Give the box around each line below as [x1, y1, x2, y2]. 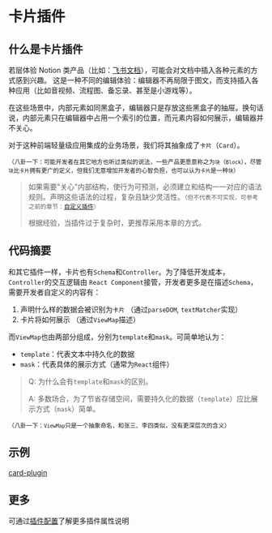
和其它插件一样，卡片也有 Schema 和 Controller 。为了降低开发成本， [8, 267, 230, 277]
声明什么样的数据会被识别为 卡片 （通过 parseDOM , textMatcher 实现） [19, 304, 243, 314]
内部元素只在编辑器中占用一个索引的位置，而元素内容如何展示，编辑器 [22, 113, 257, 123]
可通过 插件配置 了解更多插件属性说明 [8, 516, 130, 526]
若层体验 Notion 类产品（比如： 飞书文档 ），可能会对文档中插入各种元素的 [8, 66, 251, 75]
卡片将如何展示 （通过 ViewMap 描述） [19, 314, 140, 325]
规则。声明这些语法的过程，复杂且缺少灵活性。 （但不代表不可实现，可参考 [28, 192, 259, 201]
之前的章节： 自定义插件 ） [28, 203, 100, 211]
